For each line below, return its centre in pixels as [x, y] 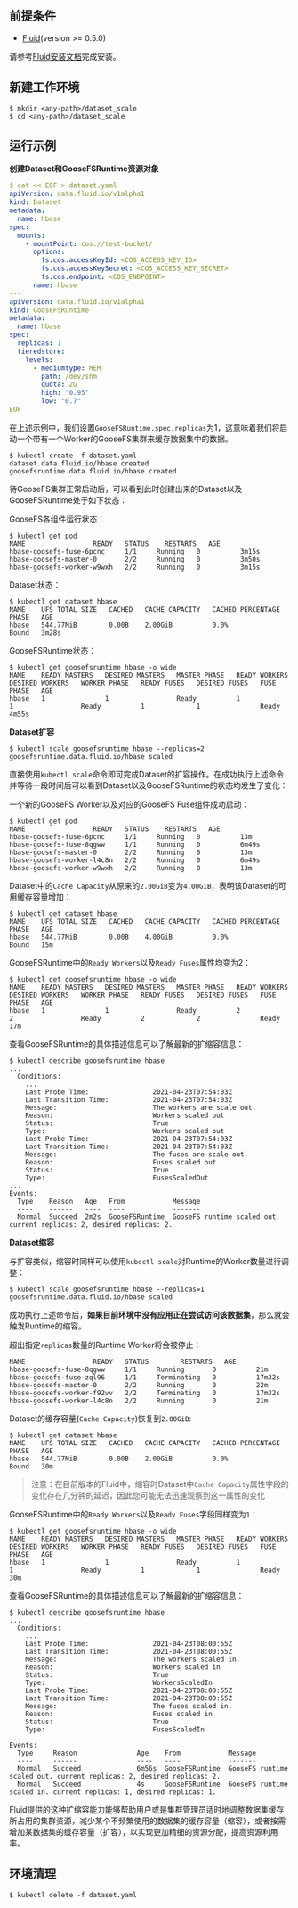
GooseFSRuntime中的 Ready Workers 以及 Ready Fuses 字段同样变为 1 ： [133, 1514]
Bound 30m [31, 1466]
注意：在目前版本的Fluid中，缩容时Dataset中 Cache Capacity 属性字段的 [160, 1484]
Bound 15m [31, 945]
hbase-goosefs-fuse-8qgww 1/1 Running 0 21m [139, 1369]
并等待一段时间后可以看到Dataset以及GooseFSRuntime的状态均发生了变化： [149, 785]
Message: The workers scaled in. [133, 1659]
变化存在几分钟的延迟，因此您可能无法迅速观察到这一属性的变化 [148, 1495]
